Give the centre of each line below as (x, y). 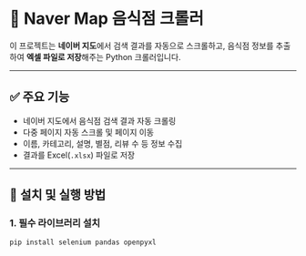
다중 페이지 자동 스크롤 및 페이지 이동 (88, 132)
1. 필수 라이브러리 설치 (55, 223)
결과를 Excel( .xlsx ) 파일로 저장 (78, 155)
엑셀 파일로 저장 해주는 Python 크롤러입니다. (103, 56)
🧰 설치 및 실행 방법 (58, 195)
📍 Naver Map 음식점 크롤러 (107, 19)
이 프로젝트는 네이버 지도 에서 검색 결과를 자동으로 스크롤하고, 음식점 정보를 (142, 46)
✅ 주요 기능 (40, 97)
